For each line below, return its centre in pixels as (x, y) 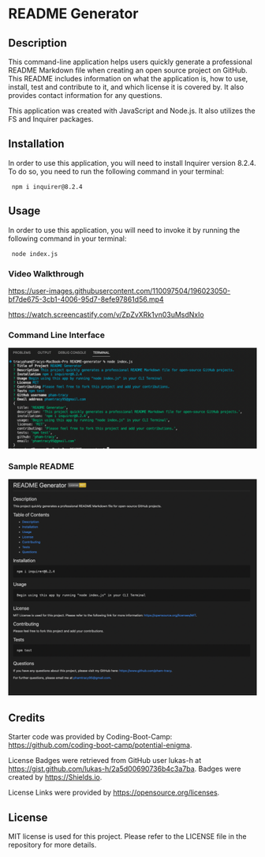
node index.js (35, 254)
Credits (27, 718)
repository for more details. (52, 845)
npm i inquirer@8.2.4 (47, 186)
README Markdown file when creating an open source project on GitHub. (128, 70)
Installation (36, 144)
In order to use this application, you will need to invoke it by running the (124, 230)
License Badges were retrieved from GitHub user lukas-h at (105, 761)
